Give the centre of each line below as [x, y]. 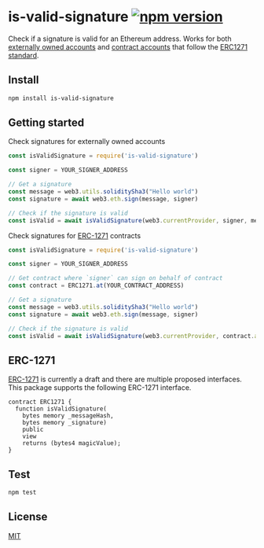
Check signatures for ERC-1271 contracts [75, 235]
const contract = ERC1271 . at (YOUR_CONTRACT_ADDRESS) [96, 286]
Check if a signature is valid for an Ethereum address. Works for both [120, 39]
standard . [24, 55]
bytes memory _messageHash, [68, 416]
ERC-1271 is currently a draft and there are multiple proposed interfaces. [125, 379]
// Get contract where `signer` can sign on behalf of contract [115, 278]
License [28, 517]
